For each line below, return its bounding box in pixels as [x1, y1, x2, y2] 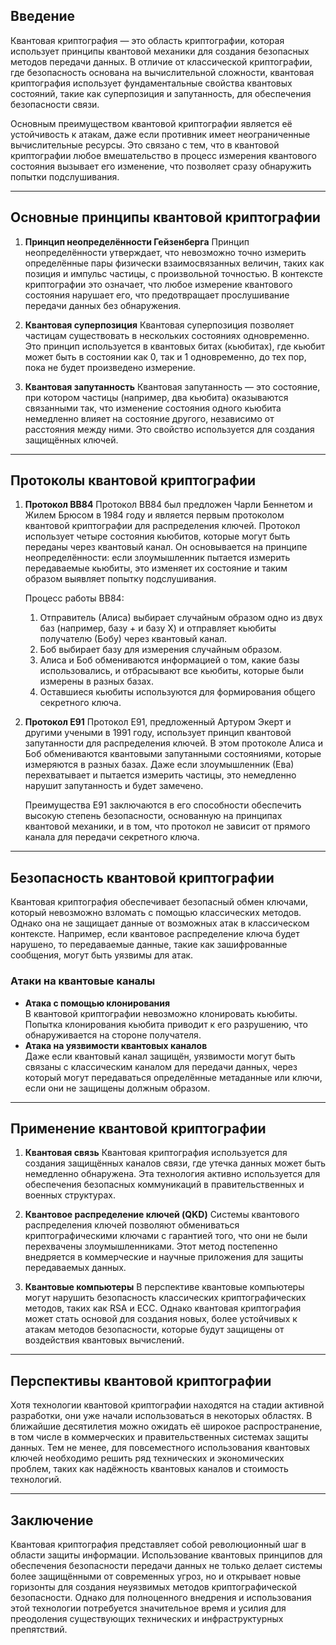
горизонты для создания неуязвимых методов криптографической [10, 1580, 297, 1593]
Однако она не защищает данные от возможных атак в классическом [10, 917, 310, 929]
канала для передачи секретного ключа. [24, 831, 200, 843]
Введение [10, 8, 76, 25]
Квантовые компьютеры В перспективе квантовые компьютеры [24, 1281, 305, 1293]
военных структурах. [24, 1189, 116, 1201]
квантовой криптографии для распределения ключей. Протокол [24, 520, 301, 532]
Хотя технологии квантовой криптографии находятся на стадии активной [10, 1399, 325, 1411]
